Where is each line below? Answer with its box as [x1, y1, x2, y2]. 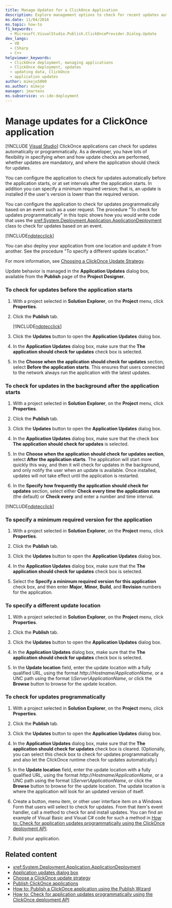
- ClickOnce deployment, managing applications [10, 60, 114, 65]
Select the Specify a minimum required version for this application [12, 579, 156, 585]
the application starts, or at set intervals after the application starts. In [5, 180, 152, 187]
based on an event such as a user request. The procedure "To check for [5, 207, 158, 213]
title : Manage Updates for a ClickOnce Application [5, 7, 118, 13]
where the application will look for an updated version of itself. [12, 788, 144, 794]
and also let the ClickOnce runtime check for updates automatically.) [12, 756, 158, 762]
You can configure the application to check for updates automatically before [5, 175, 166, 181]
